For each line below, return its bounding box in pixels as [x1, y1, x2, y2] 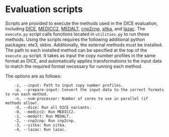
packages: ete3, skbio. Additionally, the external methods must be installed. [5, 41, 163, 48]
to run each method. [5, 92, 49, 97]
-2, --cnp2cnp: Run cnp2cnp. [14, 118, 76, 123]
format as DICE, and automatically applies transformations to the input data [5, 58, 162, 64]
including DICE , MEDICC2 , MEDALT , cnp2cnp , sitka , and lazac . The [5, 25, 146, 31]
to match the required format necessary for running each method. [5, 63, 143, 69]
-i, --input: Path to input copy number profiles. [14, 82, 123, 88]
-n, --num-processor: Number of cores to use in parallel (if [14, 96, 148, 101]
